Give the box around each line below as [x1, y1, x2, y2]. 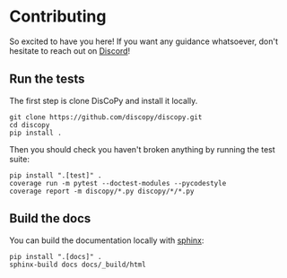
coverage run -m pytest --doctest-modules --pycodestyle [9, 178, 227, 187]
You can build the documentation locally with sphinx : [9, 235, 204, 246]
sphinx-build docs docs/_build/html [9, 260, 146, 269]
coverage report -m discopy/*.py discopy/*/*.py [9, 187, 195, 195]
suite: [9, 153, 30, 164]
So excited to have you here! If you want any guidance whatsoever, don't [9, 36, 279, 47]
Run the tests [9, 72, 85, 87]
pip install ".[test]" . [9, 170, 102, 180]
